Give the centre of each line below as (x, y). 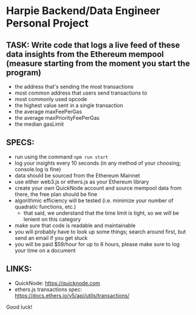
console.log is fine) (38, 169)
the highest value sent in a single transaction (69, 105)
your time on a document (45, 250)
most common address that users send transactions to (81, 93)
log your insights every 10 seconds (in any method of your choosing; (98, 163)
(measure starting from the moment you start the (98, 63)
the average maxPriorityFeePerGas (57, 118)
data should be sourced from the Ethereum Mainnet (77, 175)
